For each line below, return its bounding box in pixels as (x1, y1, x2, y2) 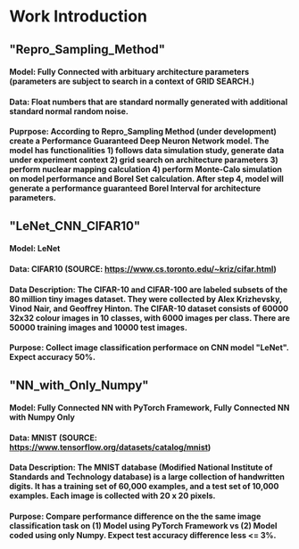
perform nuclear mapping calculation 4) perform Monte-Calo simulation (9, 164, 283, 175)
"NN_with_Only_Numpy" (9, 377, 149, 393)
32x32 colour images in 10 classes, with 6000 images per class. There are (9, 312, 290, 323)
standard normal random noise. (9, 105, 129, 117)
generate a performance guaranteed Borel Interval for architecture (9, 183, 262, 193)
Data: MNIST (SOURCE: (9, 432, 98, 443)
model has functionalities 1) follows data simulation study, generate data (9, 145, 285, 156)
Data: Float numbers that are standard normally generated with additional (9, 96, 288, 107)
